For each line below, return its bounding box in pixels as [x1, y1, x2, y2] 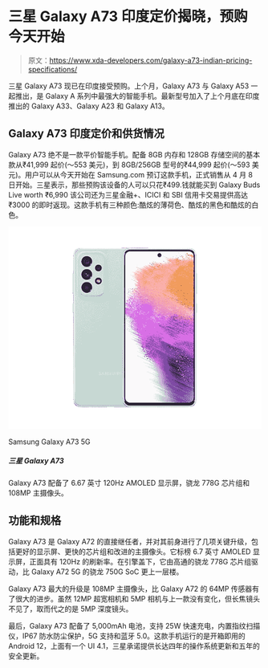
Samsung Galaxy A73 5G [8, 437, 91, 446]
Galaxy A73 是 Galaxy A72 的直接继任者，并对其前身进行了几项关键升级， [8, 536, 251, 546]
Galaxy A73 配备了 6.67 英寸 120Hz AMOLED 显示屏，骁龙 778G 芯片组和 [8, 478, 250, 487]
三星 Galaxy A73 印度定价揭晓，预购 [8, 7, 248, 26]
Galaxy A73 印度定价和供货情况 [8, 127, 164, 141]
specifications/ [27, 64, 78, 74]
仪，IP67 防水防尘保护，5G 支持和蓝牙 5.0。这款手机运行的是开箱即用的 [8, 631, 246, 641]
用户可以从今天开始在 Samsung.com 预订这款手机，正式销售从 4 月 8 [25, 169, 253, 179]
